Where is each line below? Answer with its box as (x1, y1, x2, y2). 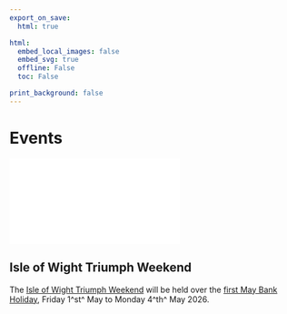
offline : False (17, 64, 75, 73)
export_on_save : (9, 13, 71, 23)
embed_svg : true (17, 56, 79, 65)
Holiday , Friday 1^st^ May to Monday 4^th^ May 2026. (9, 293, 210, 305)
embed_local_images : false (17, 46, 120, 56)
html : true (17, 22, 59, 31)
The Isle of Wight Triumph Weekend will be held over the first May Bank (9, 284, 278, 295)
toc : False (17, 72, 59, 82)
